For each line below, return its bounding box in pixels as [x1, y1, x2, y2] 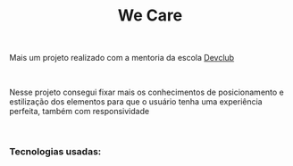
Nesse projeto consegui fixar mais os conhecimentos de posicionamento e [9, 87, 284, 97]
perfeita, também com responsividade [9, 105, 150, 116]
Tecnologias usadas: [9, 145, 102, 157]
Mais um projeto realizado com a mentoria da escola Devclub [9, 52, 235, 62]
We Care [117, 5, 183, 26]
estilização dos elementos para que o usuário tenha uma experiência [9, 95, 263, 107]
